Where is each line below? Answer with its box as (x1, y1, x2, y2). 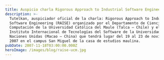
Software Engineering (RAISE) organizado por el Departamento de (9, 20, 145, 26)
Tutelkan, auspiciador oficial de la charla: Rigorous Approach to (9, 16, 150, 21)
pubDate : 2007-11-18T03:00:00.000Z (5, 43, 78, 48)
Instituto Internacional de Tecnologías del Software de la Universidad (9, 30, 161, 34)
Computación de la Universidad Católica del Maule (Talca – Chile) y (9, 25, 154, 30)
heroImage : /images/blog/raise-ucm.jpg (5, 47, 86, 52)
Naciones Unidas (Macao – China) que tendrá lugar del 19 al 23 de (9, 34, 150, 39)
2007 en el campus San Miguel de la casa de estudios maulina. (9, 39, 141, 44)
